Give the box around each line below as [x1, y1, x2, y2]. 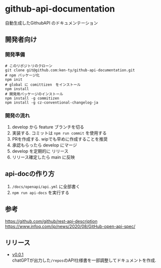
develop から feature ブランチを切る [12, 124, 85, 130]
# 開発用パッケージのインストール [5, 91, 64, 96]
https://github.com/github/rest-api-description [5, 218, 98, 224]
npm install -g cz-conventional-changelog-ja [5, 100, 98, 105]
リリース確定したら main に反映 [12, 154, 75, 160]
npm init [5, 77, 23, 82]
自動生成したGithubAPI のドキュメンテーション [5, 20, 98, 26]
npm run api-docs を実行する [12, 190, 70, 195]
